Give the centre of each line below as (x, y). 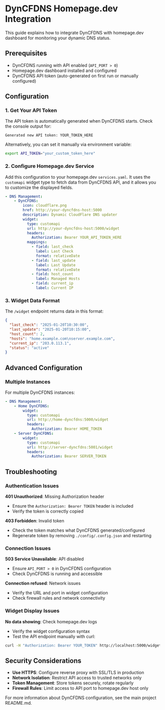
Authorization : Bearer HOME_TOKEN (67, 429)
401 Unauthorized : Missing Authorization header (55, 497)
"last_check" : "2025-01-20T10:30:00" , (49, 325)
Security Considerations (43, 661)
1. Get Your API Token (31, 110)
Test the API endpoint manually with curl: (54, 636)
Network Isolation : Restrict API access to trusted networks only (77, 678)
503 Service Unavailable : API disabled (45, 559)
